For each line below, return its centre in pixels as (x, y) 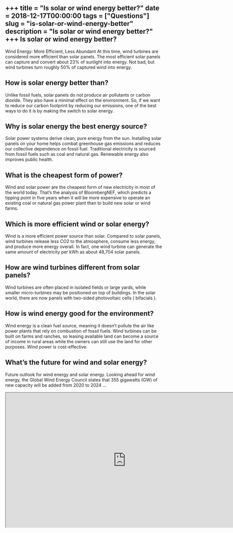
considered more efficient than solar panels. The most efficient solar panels (83, 56)
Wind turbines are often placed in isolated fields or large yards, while (76, 287)
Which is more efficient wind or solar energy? (77, 224)
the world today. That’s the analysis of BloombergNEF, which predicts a (78, 193)
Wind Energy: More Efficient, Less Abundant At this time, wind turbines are (82, 51)
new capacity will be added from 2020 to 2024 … (56, 385)
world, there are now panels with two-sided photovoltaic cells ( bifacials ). (81, 298)
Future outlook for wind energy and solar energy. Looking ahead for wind (80, 374)
